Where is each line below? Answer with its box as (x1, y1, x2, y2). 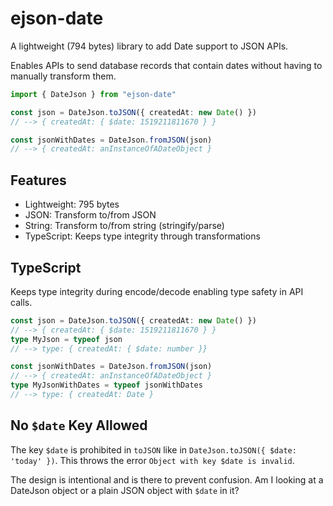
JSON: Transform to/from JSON (24, 209, 157, 221)
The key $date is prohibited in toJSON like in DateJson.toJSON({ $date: (10, 443, 297, 456)
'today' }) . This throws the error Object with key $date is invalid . (10, 454, 295, 466)
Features (10, 172, 67, 189)
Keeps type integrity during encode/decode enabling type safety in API (10, 285, 304, 297)
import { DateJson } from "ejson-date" (10, 89, 177, 99)
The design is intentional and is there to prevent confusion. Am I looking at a (10, 473, 324, 486)
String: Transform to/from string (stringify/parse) (24, 220, 225, 232)
